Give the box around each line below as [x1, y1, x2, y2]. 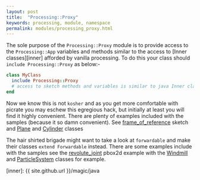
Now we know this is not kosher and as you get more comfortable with [6, 100, 179, 107]
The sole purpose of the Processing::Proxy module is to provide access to [6, 42, 189, 49]
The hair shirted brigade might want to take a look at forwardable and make [6, 136, 191, 144]
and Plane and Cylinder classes [6, 125, 83, 132]
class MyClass [6, 72, 42, 78]
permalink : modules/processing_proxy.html [6, 25, 113, 32]
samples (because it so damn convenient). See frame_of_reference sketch [6, 119, 189, 126]
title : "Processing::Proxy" [6, 14, 79, 20]
